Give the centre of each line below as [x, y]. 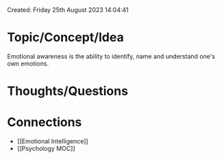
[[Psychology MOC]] [46, 149]
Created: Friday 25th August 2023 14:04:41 [68, 10]
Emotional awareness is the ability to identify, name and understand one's [111, 56]
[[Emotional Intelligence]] [52, 141]
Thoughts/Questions [68, 91]
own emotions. [28, 63]
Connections [45, 122]
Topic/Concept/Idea [66, 38]
